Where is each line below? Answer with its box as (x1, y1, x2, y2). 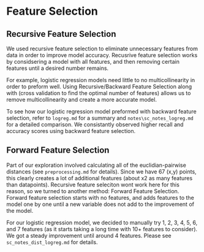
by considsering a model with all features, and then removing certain (6, 58, 179, 65)
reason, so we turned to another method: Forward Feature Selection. (6, 187, 179, 194)
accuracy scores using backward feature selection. (6, 128, 136, 134)
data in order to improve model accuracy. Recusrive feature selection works (6, 52, 198, 59)
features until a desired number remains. (6, 64, 109, 72)
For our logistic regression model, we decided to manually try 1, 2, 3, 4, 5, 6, (6, 219, 198, 226)
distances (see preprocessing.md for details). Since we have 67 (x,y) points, (6, 167, 197, 175)
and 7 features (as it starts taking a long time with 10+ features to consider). (6, 225, 198, 232)
